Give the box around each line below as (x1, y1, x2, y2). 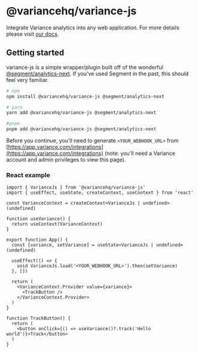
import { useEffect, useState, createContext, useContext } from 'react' (6, 190, 194, 196)
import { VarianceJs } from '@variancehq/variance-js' (6, 184, 146, 191)
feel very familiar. (6, 76, 49, 83)
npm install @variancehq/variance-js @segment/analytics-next (6, 93, 165, 99)
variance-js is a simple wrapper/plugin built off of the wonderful (6, 63, 163, 71)
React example (6, 171, 51, 179)
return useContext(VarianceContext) (11, 221, 103, 227)
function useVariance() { (6, 216, 71, 222)
